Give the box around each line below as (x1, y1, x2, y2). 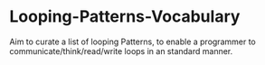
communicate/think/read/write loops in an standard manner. (9, 45, 233, 56)
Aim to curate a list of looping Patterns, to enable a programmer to (9, 36, 256, 47)
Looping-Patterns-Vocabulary (9, 6, 241, 27)
